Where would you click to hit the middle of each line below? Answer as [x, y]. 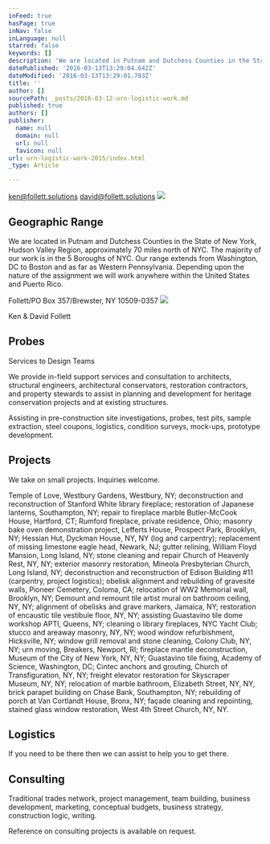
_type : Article [34, 166]
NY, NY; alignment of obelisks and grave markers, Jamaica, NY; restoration [132, 606]
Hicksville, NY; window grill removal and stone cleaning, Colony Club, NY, [130, 640]
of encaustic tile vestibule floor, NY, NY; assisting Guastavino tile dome [126, 615]
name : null [34, 128]
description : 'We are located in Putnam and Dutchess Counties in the [129, 61]
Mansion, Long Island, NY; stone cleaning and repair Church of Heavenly [129, 555]
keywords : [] [30, 53]
